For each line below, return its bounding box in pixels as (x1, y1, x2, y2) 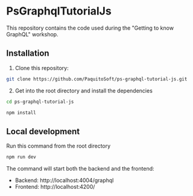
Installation (6, 48, 49, 59)
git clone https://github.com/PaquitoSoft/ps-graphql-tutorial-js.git (6, 76, 188, 82)
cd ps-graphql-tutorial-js (6, 99, 74, 105)
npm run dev (6, 154, 36, 160)
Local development (6, 126, 80, 137)
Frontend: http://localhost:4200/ (14, 183, 95, 191)
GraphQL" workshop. (6, 30, 59, 38)
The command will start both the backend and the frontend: (6, 165, 155, 172)
